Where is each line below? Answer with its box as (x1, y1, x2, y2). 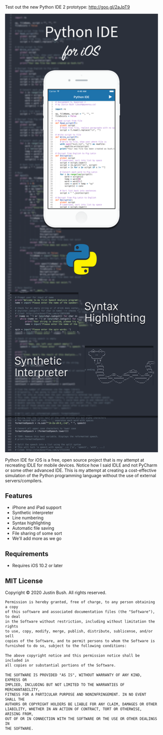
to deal (5, 614, 21, 619)
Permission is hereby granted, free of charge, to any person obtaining (5, 600, 155, 605)
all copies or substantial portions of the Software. (5, 663, 116, 668)
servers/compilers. (5, 478, 43, 484)
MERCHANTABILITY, (5, 687, 40, 692)
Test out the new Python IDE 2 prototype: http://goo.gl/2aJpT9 (5, 4, 130, 10)
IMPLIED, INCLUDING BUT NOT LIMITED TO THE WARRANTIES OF (5, 682, 125, 687)
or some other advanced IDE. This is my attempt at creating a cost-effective (5, 467, 157, 473)
